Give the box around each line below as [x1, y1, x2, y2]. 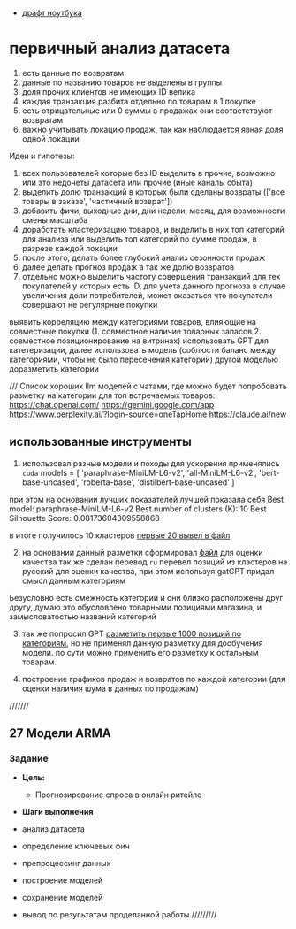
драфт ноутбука [21, 8, 82, 18]
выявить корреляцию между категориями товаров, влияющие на [9, 316, 256, 326]
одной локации [21, 133, 80, 144]
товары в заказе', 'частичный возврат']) [21, 196, 173, 206]
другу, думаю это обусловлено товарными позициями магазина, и [9, 602, 262, 612]
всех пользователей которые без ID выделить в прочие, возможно [21, 167, 276, 178]
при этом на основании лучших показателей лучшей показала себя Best [9, 494, 285, 504]
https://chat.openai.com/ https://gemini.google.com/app [9, 399, 215, 410]
